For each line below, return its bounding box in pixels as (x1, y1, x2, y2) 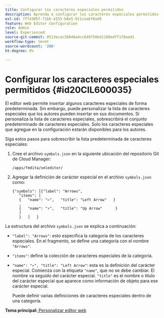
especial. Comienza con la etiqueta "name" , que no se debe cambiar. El (12, 267, 155, 273)
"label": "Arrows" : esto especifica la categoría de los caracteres (12, 233, 144, 239)
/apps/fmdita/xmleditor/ (12, 166, 63, 171)
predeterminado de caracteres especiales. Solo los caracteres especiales (5, 121, 153, 127)
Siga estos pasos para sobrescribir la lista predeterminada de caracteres (5, 136, 152, 142)
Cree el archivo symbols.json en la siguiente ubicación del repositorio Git (12, 151, 159, 157)
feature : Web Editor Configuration (5, 21, 78, 26)
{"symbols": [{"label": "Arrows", (12, 189, 83, 194)
